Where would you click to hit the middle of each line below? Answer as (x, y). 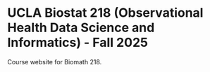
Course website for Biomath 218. (55, 62)
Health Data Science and (81, 28)
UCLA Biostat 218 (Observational (105, 13)
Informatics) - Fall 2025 (78, 43)
